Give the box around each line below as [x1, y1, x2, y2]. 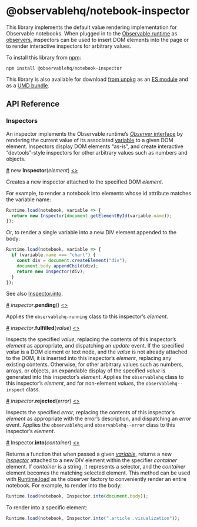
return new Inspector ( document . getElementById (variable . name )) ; [11, 212, 172, 219]
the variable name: [6, 196, 51, 203]
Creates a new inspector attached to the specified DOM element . [6, 178, 163, 185]
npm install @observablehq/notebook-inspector [6, 65, 122, 71]
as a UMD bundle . [6, 81, 50, 89]
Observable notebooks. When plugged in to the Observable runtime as [6, 30, 178, 37]
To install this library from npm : [6, 54, 81, 61]
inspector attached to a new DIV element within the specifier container [6, 457, 178, 464]
